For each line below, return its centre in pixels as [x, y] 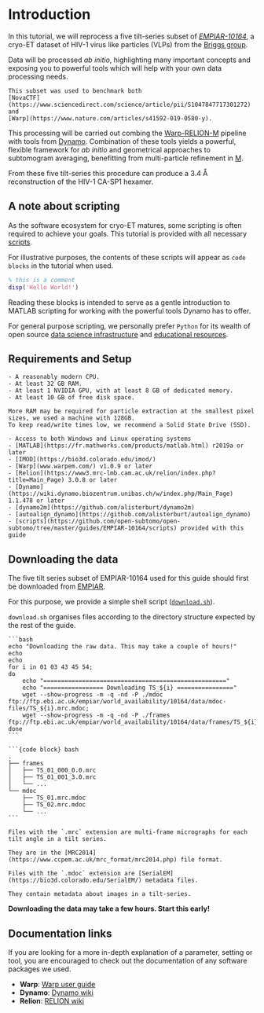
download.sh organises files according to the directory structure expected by [132, 617]
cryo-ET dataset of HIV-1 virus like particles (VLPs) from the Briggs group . [128, 44]
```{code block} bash [44, 750]
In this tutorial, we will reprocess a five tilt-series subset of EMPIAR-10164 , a [131, 36]
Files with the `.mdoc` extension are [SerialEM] [91, 874]
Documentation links [60, 933]
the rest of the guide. [42, 626]
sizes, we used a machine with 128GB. [71, 418]
